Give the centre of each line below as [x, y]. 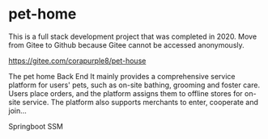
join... [17, 111]
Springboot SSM [36, 126]
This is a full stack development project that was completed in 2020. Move [133, 36]
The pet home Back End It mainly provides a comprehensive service [122, 76]
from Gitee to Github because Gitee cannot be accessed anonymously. [126, 44]
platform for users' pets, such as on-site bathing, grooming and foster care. [134, 85]
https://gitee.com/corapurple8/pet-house [77, 61]
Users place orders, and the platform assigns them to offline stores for [125, 93]
